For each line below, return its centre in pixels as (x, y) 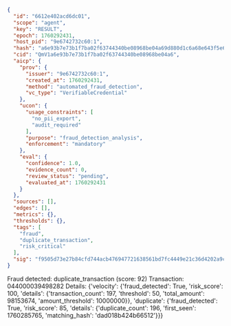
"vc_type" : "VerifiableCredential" (76, 93)
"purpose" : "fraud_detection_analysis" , (84, 138)
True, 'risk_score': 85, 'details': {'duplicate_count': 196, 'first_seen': (102, 308)
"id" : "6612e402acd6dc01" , (52, 16)
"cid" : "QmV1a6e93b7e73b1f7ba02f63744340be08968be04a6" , (97, 55)
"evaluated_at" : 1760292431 (66, 182)
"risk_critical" (43, 247)
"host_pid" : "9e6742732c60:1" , (58, 42)
